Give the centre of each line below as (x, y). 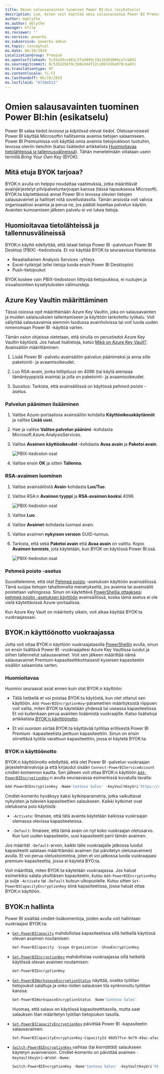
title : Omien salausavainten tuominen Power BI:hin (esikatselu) (73, 10)
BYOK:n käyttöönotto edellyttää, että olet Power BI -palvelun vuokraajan (77, 762)
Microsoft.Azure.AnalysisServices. (47, 435)
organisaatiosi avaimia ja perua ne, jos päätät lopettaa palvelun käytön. (76, 205)
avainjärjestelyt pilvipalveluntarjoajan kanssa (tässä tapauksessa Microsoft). (82, 189)
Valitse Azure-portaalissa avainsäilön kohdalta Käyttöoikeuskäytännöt (83, 415)
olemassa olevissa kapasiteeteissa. (47, 821)
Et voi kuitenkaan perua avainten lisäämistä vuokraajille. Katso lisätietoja (84, 714)
